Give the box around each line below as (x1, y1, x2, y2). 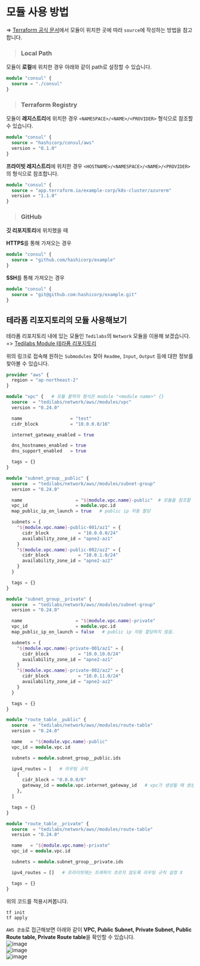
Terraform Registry (20, 100, 77, 109)
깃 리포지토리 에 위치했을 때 (6, 227, 68, 234)
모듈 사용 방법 (6, 5, 69, 19)
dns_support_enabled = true (11, 448, 86, 454)
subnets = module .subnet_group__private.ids (11, 859, 124, 865)
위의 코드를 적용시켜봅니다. (6, 897, 68, 905)
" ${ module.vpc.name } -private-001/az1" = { (17, 645, 124, 651)
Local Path (20, 49, 52, 57)
